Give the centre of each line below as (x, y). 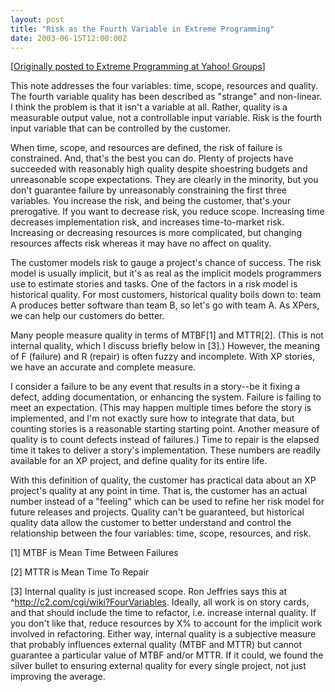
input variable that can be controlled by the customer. (121, 128)
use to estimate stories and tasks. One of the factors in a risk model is (154, 284)
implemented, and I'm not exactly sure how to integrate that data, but (152, 418)
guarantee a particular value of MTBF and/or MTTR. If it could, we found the (167, 655)
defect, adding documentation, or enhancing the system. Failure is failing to (166, 397)
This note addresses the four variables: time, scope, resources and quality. (164, 86)
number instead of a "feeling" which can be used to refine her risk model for (167, 502)
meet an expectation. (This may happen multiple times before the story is (161, 408)
